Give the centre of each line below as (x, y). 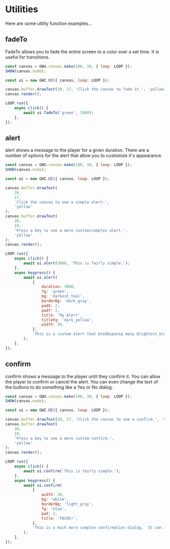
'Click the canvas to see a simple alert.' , (62, 202)
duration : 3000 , (58, 287)
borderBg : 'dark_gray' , (67, 301)
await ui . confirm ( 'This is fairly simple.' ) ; (72, 471)
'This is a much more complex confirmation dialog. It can (97, 528)
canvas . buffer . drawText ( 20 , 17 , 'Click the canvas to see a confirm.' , (82, 419)
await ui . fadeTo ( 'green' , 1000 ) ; (59, 113)
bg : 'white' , (55, 499)
